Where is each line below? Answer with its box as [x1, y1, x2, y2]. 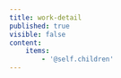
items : [25, 47, 50, 56]
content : [9, 38, 42, 48]
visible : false [9, 30, 66, 39]
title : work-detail [9, 13, 82, 22]
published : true [9, 22, 70, 30]
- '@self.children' [41, 55, 115, 64]
